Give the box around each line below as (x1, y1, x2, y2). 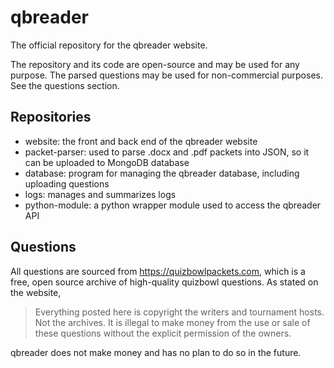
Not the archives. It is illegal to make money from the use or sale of (34, 316, 311, 328)
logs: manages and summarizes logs (24, 188, 177, 200)
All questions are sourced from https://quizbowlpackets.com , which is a (10, 265, 306, 277)
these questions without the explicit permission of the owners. (34, 327, 292, 339)
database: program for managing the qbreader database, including (24, 167, 300, 179)
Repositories (10, 109, 92, 126)
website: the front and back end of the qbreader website (24, 135, 258, 147)
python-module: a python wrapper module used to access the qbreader (24, 199, 322, 211)
